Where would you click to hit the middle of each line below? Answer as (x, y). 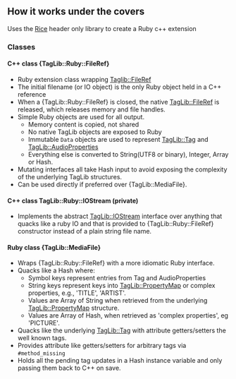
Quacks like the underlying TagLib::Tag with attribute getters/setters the (122, 330)
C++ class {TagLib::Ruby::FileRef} (58, 64)
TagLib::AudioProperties (63, 147)
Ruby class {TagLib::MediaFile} (54, 247)
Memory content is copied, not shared (83, 124)
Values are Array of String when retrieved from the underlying (118, 301)
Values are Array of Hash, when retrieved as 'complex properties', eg (128, 315)
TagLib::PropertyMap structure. (74, 308)
